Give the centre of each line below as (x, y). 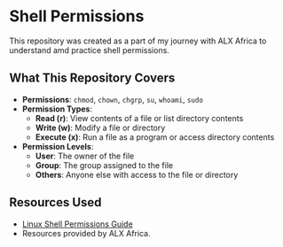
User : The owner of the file (85, 156)
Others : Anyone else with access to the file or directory (137, 174)
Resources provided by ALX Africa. (86, 233)
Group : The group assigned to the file (104, 165)
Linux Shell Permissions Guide (77, 224)
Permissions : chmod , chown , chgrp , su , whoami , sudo (113, 99)
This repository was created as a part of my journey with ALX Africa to (138, 41)
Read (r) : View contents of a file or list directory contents (139, 118)
